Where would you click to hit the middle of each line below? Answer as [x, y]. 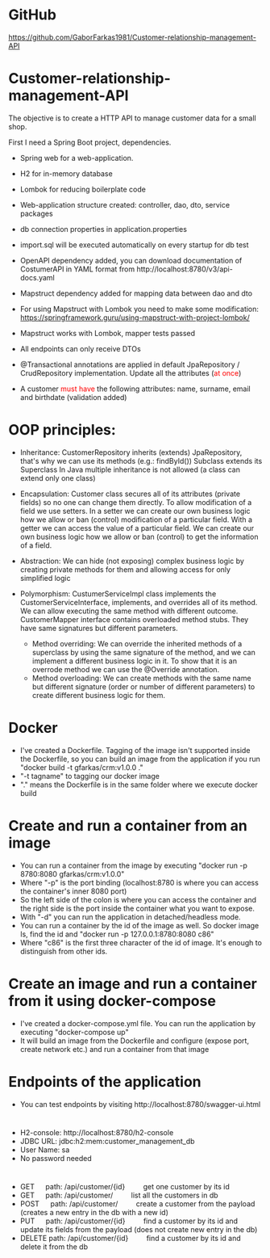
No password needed [56, 1158]
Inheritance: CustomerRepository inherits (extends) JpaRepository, [131, 452]
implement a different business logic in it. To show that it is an [135, 661]
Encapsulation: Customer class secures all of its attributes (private [130, 494]
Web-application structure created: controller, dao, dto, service [125, 204]
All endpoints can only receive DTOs [80, 348]
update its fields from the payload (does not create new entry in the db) [139, 1229]
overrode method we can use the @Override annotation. [126, 669]
